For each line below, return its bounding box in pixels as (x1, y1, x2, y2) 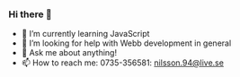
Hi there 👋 (8, 8, 53, 21)
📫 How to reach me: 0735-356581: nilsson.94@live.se (21, 57, 224, 68)
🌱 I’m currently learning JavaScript (21, 29, 150, 39)
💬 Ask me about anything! (21, 47, 118, 58)
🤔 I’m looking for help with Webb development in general (21, 38, 232, 48)
